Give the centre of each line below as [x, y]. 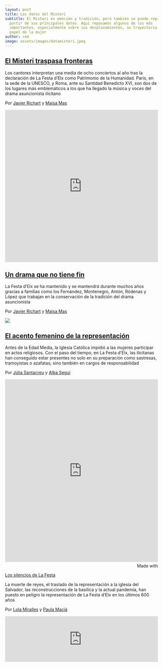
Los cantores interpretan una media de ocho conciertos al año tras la [74, 73]
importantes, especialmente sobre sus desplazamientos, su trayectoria [83, 28]
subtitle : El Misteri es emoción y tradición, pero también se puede [77, 19]
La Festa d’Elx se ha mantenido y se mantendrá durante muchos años [74, 286]
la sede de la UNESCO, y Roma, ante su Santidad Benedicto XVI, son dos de [81, 83]
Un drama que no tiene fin [45, 275]
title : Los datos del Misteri [36, 14]
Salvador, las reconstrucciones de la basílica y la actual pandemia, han [76, 590]
